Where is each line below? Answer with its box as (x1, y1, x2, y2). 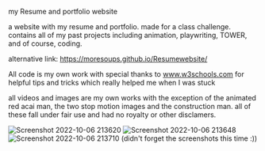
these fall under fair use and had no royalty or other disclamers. (8, 110, 217, 119)
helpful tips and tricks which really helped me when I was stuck (8, 78, 216, 87)
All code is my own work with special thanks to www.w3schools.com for (8, 70, 244, 78)
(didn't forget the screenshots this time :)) (121, 134, 258, 143)
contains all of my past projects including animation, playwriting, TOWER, (8, 31, 248, 40)
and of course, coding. (8, 39, 83, 48)
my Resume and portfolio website (8, 7, 117, 16)
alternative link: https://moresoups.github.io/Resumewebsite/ (8, 55, 208, 63)
